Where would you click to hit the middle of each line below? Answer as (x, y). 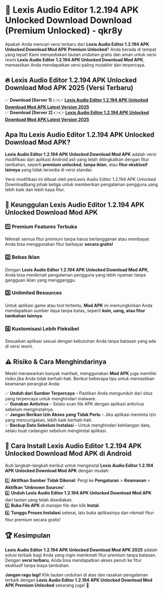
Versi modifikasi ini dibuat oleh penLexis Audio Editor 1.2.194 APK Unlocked (81, 179)
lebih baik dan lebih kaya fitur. (35, 189)
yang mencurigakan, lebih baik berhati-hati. (49, 420)
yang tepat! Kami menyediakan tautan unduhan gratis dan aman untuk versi (81, 54)
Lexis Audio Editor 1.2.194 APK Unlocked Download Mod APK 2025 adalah (81, 550)
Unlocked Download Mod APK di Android (68, 454)
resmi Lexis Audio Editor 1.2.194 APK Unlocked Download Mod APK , (75, 59)
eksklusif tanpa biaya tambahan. (37, 565)
